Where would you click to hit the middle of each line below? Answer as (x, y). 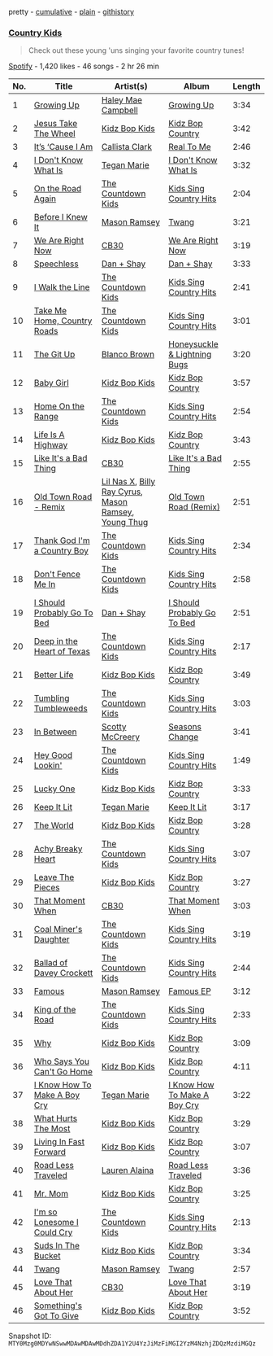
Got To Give (56, 1316)
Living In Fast (59, 1142)
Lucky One (54, 789)
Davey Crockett (63, 973)
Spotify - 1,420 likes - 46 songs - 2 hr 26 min (84, 66)
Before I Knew (61, 217)
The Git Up (54, 355)
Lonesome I (56, 1223)
